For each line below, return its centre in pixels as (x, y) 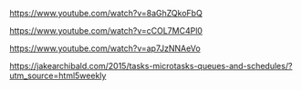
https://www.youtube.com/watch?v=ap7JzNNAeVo (105, 48)
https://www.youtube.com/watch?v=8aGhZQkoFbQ (106, 13)
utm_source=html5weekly (58, 75)
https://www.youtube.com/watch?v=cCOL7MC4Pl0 (106, 30)
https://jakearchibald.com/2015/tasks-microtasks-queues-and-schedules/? (151, 66)
